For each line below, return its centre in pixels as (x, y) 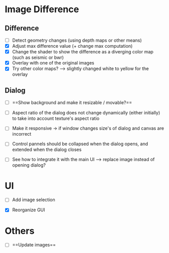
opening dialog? (29, 165)
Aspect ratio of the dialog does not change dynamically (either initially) (86, 113)
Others (20, 231)
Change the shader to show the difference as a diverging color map (83, 52)
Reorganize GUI (28, 210)
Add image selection (33, 200)
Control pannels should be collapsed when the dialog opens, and (80, 144)
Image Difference (42, 9)
